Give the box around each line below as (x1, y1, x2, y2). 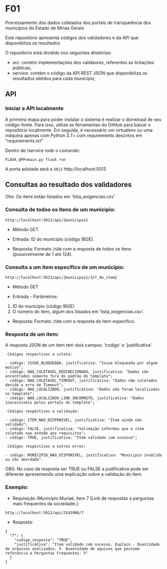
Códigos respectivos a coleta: (7, 352, 72, 357)
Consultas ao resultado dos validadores (5, 180, 132, 189)
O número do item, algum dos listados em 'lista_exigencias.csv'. (12, 309, 144, 315)
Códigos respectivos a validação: (7, 409, 79, 414)
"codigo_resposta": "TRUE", (14, 537, 72, 542)
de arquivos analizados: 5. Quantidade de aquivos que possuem (5, 546, 140, 551)
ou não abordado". (5, 457, 43, 462)
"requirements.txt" (5, 137, 43, 143)
